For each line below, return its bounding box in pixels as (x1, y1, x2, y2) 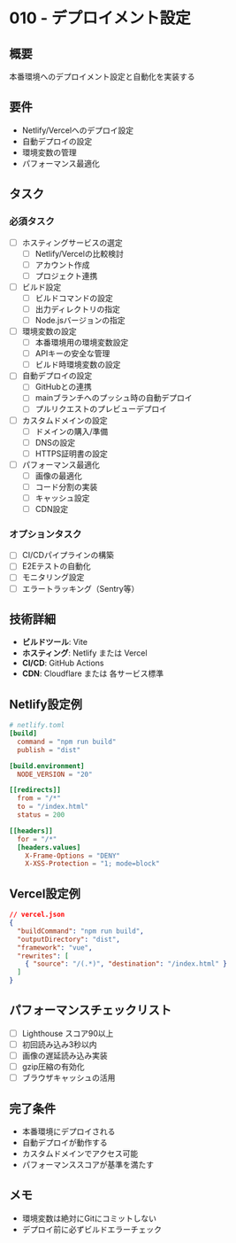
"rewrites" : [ (17, 952, 69, 960)
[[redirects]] (9, 786, 62, 795)
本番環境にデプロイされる (21, 1126, 116, 1137)
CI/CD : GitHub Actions (21, 657, 104, 669)
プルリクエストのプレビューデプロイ (34, 404, 168, 415)
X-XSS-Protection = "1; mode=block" (25, 859, 161, 868)
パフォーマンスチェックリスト (9, 1003, 172, 1018)
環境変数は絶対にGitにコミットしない (21, 1213, 157, 1224)
